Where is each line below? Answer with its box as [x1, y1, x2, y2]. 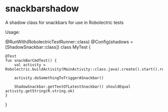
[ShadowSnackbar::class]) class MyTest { [5, 44, 91, 50]
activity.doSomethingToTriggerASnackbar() [14, 75, 104, 80]
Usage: [5, 29, 20, 35]
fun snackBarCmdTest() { [5, 58, 57, 63]
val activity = [14, 62, 46, 67]
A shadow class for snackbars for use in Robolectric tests [5, 19, 124, 25]
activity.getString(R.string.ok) [5, 88, 75, 94]
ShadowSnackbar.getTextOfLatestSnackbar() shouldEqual [14, 84, 131, 89]
